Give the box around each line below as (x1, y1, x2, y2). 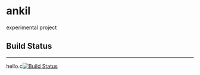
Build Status (6, 41, 52, 51)
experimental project (6, 24, 57, 31)
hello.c (6, 62, 23, 70)
